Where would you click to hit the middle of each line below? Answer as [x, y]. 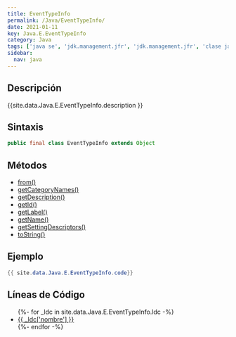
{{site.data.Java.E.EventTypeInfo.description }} [75, 105]
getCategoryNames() [48, 190]
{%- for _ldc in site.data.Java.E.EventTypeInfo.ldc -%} [96, 312]
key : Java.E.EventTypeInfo [47, 33]
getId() [27, 205]
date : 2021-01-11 [33, 27]
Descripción [34, 88]
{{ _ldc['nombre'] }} [46, 319]
